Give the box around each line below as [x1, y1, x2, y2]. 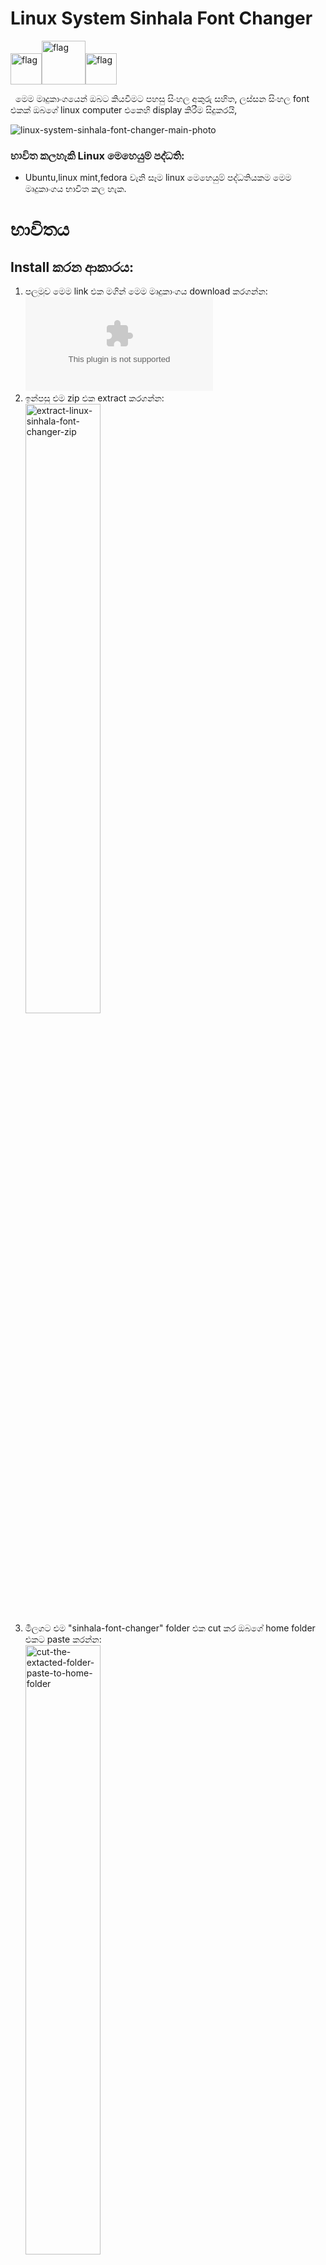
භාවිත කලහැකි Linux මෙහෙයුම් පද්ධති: [10, 148, 185, 162]
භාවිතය [10, 218, 70, 241]
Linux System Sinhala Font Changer [10, 7, 313, 30]
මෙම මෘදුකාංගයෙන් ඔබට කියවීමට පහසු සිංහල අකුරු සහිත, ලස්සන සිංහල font [14, 92, 310, 104]
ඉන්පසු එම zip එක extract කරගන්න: [24, 392, 165, 404]
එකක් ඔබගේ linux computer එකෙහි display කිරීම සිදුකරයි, [10, 103, 238, 116]
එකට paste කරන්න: [24, 1633, 102, 1646]
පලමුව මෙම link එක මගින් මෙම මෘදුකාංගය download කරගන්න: [24, 285, 268, 297]
